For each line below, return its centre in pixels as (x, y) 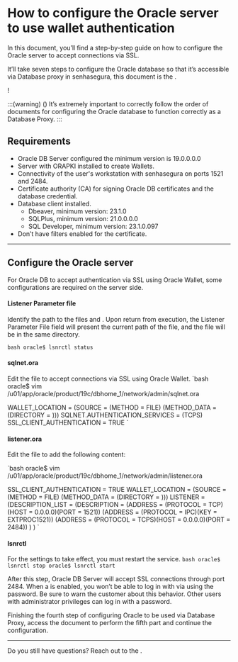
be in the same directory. (44, 334)
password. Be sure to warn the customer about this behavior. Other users (114, 594)
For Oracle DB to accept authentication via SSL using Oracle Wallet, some (115, 280)
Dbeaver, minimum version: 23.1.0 (77, 211)
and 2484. (33, 181)
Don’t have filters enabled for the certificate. (82, 234)
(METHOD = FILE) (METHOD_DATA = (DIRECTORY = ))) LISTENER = (106, 497)
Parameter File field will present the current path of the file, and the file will (116, 327)
